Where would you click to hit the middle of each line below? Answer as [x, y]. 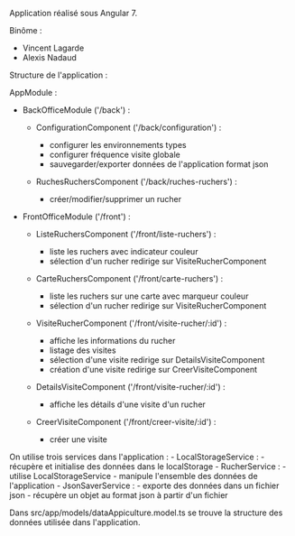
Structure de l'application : [59, 75]
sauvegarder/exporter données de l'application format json [159, 164]
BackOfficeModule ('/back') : [76, 110]
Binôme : [26, 30]
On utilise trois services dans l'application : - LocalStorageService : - [137, 457]
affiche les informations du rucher [112, 341]
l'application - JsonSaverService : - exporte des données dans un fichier [144, 485]
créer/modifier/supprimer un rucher [115, 199]
